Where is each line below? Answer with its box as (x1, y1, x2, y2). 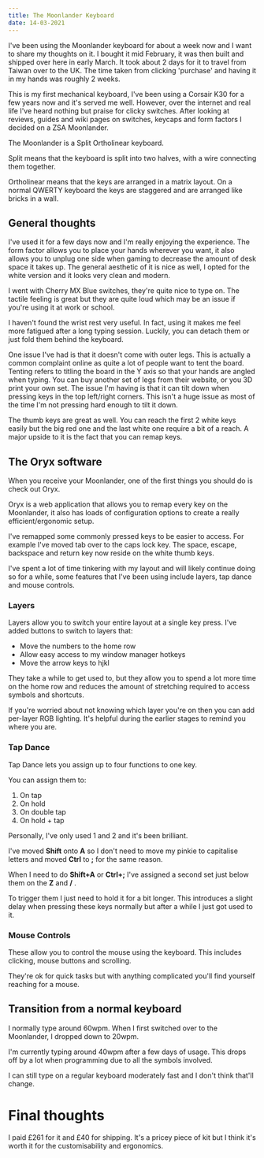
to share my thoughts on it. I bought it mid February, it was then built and (8, 49, 244, 58)
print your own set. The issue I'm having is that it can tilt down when (8, 384, 230, 393)
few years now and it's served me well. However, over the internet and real (8, 98, 251, 107)
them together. (8, 161, 57, 171)
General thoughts (8, 216, 96, 229)
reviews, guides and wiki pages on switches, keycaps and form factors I (8, 114, 242, 124)
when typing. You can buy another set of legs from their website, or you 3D (8, 375, 253, 384)
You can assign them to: (8, 775, 87, 785)
